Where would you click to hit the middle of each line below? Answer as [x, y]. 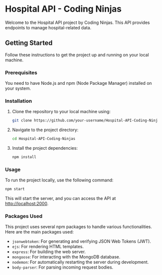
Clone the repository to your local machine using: [61, 112]
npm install [24, 157]
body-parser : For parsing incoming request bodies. [63, 267]
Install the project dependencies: [45, 148]
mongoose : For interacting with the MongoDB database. [66, 257]
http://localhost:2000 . [27, 204]
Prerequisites [21, 73]
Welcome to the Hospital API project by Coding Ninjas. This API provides [78, 22]
